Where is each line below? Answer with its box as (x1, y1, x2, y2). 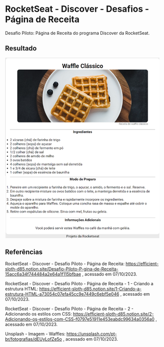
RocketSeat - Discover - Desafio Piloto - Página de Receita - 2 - (5, 306, 134, 312)
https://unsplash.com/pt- (66, 331, 117, 337)
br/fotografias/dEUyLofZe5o (5, 336, 62, 342)
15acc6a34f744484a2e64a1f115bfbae (5, 271, 81, 277)
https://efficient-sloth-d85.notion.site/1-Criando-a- (39, 286, 142, 292)
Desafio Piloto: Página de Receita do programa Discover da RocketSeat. (5, 30, 150, 36)
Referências (5, 248, 43, 256)
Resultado (5, 44, 37, 52)
